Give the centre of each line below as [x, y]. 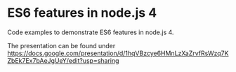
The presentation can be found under [61, 45]
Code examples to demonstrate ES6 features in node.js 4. [91, 32]
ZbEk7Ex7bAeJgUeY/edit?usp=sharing [63, 60]
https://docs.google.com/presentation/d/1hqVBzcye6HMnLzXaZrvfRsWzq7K [118, 53]
